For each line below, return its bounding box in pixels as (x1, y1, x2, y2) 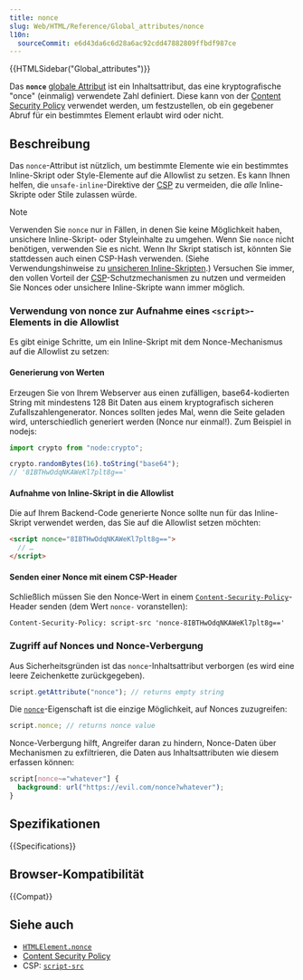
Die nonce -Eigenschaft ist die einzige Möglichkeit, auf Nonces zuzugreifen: (9, 703, 288, 714)
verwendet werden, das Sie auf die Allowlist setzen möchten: (33, 518, 261, 529)
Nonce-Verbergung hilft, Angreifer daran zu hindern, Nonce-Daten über (9, 738, 277, 749)
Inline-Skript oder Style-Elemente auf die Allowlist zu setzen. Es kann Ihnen (9, 170, 291, 181)
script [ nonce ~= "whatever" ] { (9, 774, 119, 784)
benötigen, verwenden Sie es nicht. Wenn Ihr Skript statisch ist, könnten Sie (9, 244, 292, 255)
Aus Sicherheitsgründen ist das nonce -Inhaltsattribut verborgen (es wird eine (9, 660, 295, 671)
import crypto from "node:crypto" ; (9, 443, 144, 452)
